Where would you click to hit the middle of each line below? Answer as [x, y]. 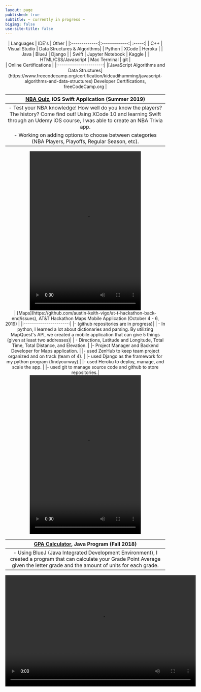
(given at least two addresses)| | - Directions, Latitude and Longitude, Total [85, 340]
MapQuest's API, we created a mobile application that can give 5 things [85, 335]
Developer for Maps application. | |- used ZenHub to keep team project [85, 351]
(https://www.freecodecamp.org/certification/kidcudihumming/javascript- [85, 76]
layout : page [19, 10]
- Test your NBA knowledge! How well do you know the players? [85, 108]
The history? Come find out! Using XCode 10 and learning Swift [85, 114]
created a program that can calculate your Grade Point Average [85, 559]
